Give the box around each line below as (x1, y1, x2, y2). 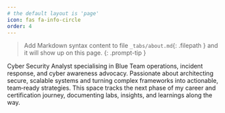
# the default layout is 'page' (7, 10, 99, 17)
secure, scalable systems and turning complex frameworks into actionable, (7, 77, 219, 85)
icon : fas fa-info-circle (7, 16, 81, 23)
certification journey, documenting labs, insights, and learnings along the (7, 91, 213, 99)
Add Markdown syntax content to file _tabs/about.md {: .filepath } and (23, 42, 219, 50)
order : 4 (7, 23, 32, 29)
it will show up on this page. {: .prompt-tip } (23, 49, 146, 57)
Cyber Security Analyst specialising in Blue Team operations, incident (7, 62, 203, 71)
